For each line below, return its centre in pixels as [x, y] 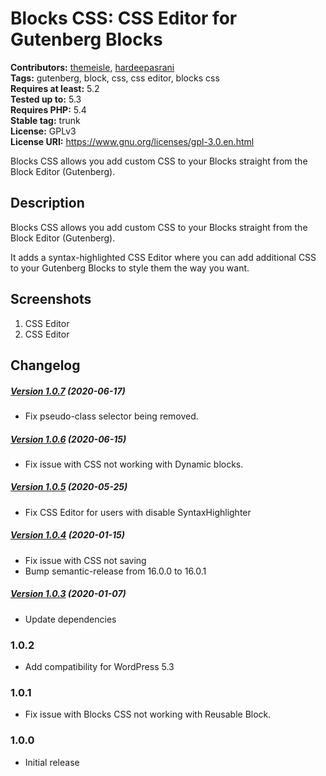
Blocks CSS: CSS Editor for [124, 18]
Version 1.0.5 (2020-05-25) [69, 487]
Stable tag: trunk [45, 120]
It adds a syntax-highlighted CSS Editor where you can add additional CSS [163, 257]
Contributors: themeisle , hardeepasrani [92, 67]
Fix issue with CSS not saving [85, 560]
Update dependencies [70, 619]
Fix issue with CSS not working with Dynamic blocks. [134, 464]
